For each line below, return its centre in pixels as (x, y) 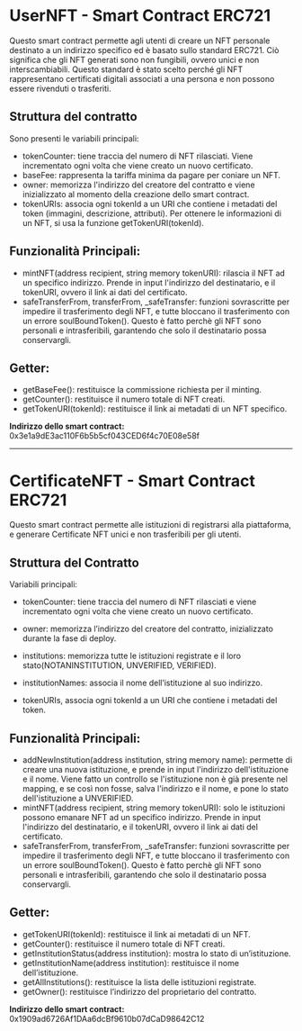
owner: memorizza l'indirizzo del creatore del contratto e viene (138, 185)
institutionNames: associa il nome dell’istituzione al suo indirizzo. (142, 683)
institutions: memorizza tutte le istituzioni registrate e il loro (131, 656)
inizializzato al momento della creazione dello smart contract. (136, 194)
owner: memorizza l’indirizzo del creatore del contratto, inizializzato (148, 629)
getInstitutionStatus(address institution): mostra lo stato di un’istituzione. (156, 953)
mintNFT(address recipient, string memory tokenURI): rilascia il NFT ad (154, 273)
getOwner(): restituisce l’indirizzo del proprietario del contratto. (139, 991)
